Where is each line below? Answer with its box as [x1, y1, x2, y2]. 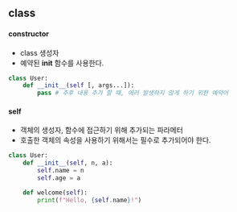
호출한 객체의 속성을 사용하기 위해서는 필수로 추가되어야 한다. [19, 135, 211, 145]
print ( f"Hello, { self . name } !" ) [37, 196, 142, 204]
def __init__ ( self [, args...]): [22, 81, 135, 89]
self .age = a [37, 174, 81, 182]
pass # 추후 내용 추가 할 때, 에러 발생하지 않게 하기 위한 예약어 [37, 89, 229, 98]
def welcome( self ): [22, 189, 88, 197]
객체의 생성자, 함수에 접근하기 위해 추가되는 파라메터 [19, 125, 183, 135]
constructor [8, 28, 50, 39]
